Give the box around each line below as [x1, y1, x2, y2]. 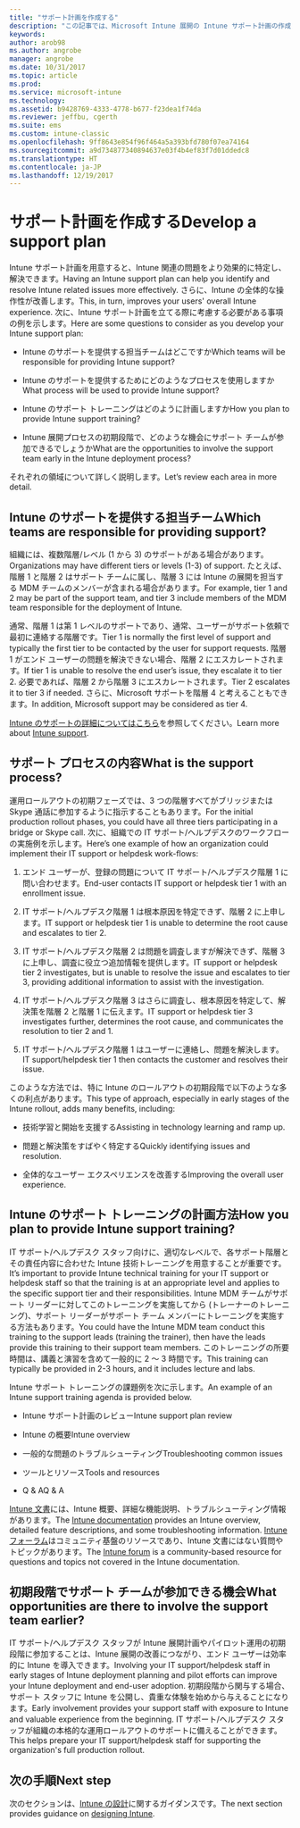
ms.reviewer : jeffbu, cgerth [9, 113, 118, 121]
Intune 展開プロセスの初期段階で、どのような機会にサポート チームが [21, 432, 277, 443]
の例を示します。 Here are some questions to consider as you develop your [9, 318, 284, 329]
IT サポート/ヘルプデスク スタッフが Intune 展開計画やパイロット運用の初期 [9, 1638, 286, 1649]
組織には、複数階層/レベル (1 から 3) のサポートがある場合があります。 [9, 549, 269, 559]
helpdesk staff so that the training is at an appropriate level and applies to [9, 1277, 279, 1288]
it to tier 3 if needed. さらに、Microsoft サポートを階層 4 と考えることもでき [9, 688, 288, 697]
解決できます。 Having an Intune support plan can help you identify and [9, 273, 271, 284]
